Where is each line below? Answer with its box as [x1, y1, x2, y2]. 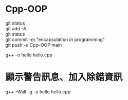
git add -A [5, 25, 27, 31]
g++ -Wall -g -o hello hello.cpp [5, 88, 71, 95]
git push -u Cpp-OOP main [5, 42, 62, 48]
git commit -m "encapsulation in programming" [5, 36, 105, 43]
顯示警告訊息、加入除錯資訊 [5, 71, 123, 83]
